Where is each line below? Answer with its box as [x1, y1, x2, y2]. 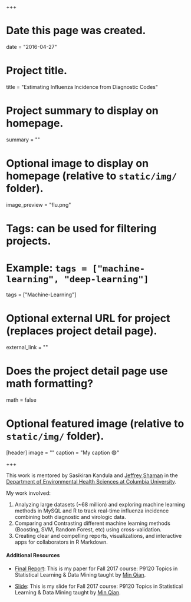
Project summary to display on [6, 104, 159, 118]
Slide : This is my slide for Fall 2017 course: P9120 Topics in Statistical [14, 583, 183, 590]
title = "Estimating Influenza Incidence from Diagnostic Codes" [6, 83, 158, 90]
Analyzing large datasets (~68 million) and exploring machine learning [14, 501, 186, 508]
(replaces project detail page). [6, 325, 157, 338]
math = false [6, 396, 37, 403]
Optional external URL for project [6, 312, 170, 325]
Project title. [6, 64, 68, 77]
